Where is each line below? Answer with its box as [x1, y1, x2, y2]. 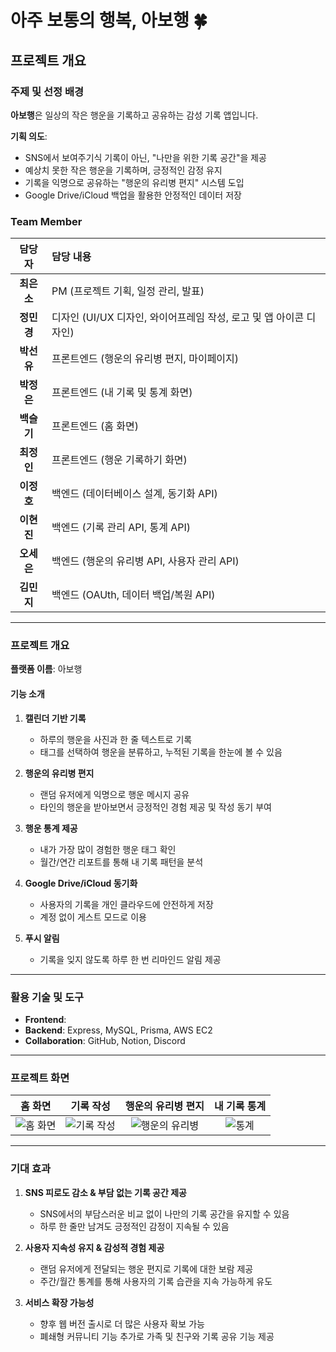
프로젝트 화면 [10, 1071, 70, 1085]
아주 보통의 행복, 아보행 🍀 [10, 9, 208, 32]
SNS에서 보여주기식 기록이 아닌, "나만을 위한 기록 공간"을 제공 [24, 151, 268, 163]
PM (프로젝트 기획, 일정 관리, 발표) [51, 284, 205, 298]
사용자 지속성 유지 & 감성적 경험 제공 [24, 1241, 165, 1253]
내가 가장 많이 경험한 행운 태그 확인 [39, 843, 177, 855]
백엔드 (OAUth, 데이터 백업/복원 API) [51, 588, 216, 602]
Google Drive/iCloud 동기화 [24, 877, 138, 889]
